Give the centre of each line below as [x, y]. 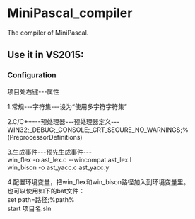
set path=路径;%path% [41, 199]
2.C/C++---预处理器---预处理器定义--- [64, 121]
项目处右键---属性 [34, 91]
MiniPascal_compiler [70, 13]
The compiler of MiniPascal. [48, 33]
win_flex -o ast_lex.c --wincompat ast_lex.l [70, 159]
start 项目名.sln [29, 208]
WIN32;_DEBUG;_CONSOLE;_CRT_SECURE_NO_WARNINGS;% [98, 130]
